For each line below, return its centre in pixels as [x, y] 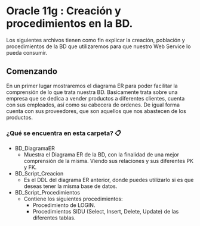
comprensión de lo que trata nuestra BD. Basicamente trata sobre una [92, 92]
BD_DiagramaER [35, 148]
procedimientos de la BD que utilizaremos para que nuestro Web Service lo [99, 46]
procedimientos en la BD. [70, 23]
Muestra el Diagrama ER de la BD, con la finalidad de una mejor [101, 155]
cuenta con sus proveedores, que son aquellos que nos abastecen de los [96, 111]
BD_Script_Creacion [39, 174]
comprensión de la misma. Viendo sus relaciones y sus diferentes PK [109, 161]
